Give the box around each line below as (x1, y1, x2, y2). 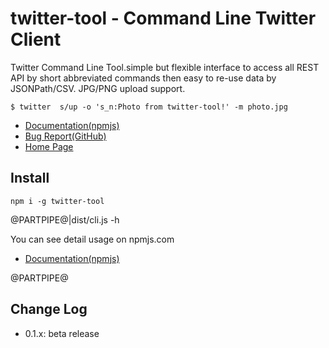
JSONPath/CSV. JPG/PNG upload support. (10, 82, 186, 94)
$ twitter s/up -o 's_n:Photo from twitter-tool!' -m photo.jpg (10, 102, 288, 112)
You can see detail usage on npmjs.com (10, 233, 175, 245)
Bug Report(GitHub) (24, 130, 107, 142)
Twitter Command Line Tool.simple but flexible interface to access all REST (10, 61, 320, 73)
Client (10, 28, 62, 51)
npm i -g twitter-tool (10, 196, 105, 206)
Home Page (24, 140, 74, 152)
